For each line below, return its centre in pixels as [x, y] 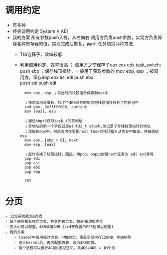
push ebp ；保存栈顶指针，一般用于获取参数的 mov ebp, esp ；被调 [89, 71]
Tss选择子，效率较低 [41, 54]
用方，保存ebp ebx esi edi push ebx [57, 77]
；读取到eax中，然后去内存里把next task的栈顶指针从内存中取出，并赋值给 [91, 131]
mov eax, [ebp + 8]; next [51, 140]
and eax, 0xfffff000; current [56, 107]
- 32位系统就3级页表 [24, 216]
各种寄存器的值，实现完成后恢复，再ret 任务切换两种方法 [75, 43]
